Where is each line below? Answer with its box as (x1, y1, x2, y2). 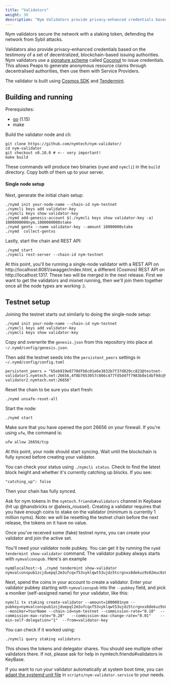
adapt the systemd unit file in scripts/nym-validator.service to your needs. (5, 672, 165, 678)
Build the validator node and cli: (5, 131, 72, 138)
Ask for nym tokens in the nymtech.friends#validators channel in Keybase (5, 498, 162, 504)
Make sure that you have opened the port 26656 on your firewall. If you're (5, 425, 160, 431)
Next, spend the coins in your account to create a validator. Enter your (5, 579, 152, 585)
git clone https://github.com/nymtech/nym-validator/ (5, 142, 122, 147)
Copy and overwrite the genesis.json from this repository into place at (5, 339, 153, 345)
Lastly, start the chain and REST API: (5, 238, 82, 244)
